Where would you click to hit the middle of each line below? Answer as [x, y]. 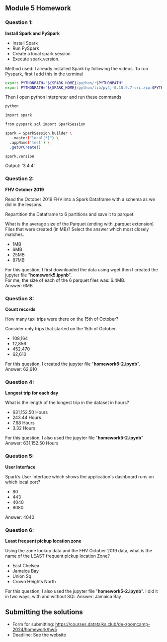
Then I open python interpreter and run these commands [63, 97]
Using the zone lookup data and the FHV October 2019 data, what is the [79, 550]
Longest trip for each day [32, 393]
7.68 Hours [23, 423]
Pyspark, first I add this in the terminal [44, 74]
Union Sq [22, 576]
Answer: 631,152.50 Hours [32, 443]
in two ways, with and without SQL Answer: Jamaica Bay [63, 596]
